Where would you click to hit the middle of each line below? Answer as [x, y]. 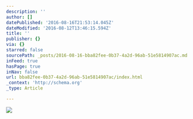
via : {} [16, 45]
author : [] [19, 17]
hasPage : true [23, 66]
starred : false [25, 50]
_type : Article [25, 88]
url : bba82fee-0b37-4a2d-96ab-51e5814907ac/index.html [75, 77]
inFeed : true [22, 61]
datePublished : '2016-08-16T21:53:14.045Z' [60, 22]
